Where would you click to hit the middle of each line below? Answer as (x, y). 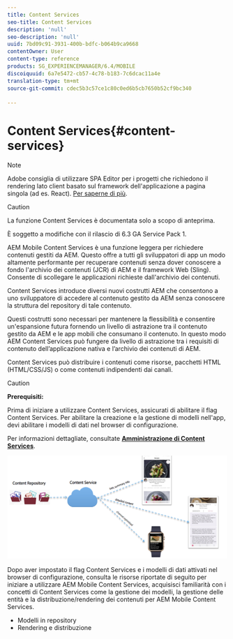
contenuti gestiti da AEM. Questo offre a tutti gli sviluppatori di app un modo (116, 255)
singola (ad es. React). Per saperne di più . (67, 194)
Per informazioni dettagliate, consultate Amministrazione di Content (106, 439)
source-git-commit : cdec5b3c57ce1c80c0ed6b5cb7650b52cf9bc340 (99, 88)
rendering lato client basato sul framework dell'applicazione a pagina (106, 186)
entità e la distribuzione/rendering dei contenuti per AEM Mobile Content (112, 599)
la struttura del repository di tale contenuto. (69, 306)
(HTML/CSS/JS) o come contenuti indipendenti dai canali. (90, 370)
